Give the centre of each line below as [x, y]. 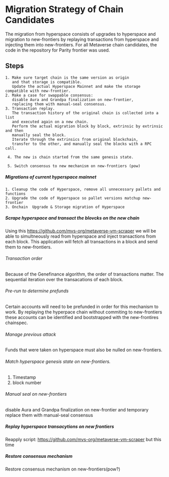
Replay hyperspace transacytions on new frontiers [60, 427]
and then [14, 130]
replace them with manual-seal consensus [49, 415]
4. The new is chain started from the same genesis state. [71, 157]
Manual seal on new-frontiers [36, 394]
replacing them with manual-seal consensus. [59, 104]
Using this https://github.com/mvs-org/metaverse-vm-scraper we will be [81, 231]
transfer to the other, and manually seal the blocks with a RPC [82, 144]
